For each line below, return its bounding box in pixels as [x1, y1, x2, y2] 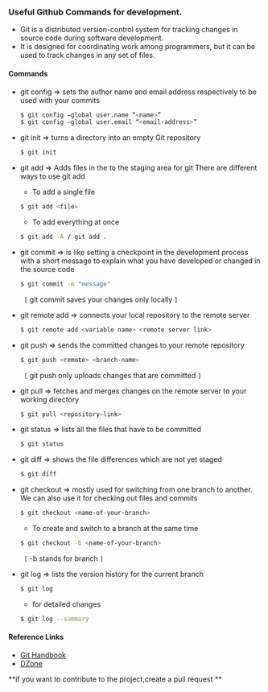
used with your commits [19, 95, 101, 105]
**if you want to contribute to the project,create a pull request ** [8, 674, 223, 684]
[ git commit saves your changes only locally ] [23, 295, 179, 304]
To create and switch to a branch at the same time [31, 524, 199, 533]
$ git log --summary [19, 615, 89, 623]
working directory [19, 394, 80, 404]
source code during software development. [19, 33, 164, 43]
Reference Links [8, 632, 64, 642]
